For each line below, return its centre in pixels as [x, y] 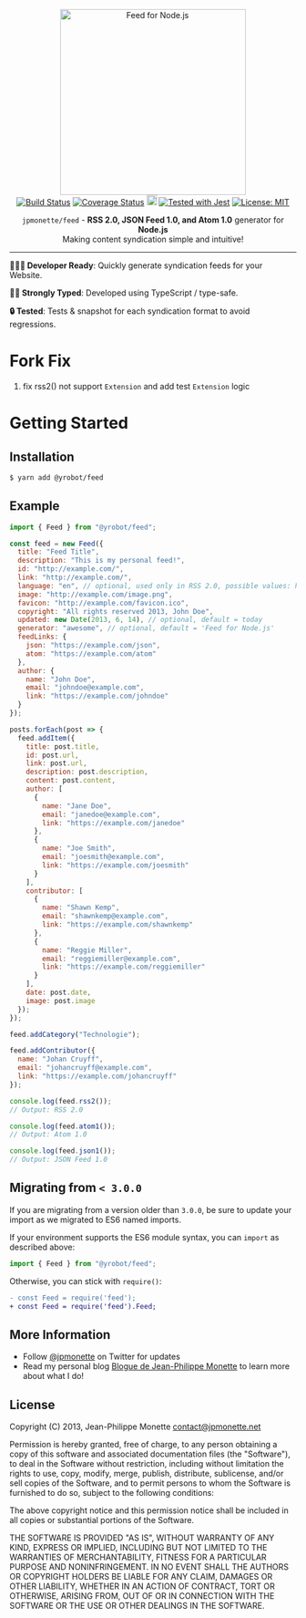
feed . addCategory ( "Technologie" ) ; [75, 1034]
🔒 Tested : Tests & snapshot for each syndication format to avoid [130, 311]
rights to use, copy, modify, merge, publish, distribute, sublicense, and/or [147, 1474]
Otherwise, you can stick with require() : [86, 1281]
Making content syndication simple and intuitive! [153, 239]
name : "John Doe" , [61, 679]
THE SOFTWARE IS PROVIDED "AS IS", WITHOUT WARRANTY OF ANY [142, 1538]
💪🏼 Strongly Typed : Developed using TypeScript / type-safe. [124, 293]
